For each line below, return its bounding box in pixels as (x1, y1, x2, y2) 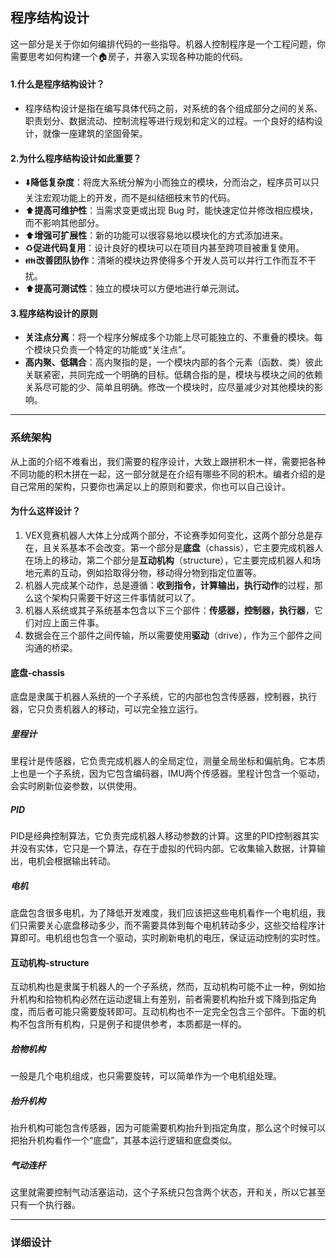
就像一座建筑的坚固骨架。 (42, 128, 148, 140)
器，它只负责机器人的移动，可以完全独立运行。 (10, 703, 203, 715)
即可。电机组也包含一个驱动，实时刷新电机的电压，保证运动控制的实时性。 (18, 932, 326, 944)
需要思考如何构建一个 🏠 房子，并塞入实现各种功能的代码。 (10, 50, 248, 62)
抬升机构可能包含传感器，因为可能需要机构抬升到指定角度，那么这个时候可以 (10, 1122, 326, 1134)
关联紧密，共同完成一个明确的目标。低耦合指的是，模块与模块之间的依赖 (24, 369, 323, 381)
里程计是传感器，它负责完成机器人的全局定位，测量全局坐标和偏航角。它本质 (10, 755, 326, 767)
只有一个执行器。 (10, 1199, 81, 1211)
